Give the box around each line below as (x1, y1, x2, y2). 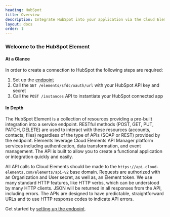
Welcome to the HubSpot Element (5, 43, 90, 50)
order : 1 (5, 26, 24, 32)
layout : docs (5, 21, 33, 27)
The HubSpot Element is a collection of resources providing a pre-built (5, 116, 153, 122)
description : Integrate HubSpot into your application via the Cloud (5, 17, 155, 22)
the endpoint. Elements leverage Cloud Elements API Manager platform (5, 138, 153, 144)
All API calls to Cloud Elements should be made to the (5, 164, 117, 170)
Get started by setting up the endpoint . (5, 206, 86, 212)
